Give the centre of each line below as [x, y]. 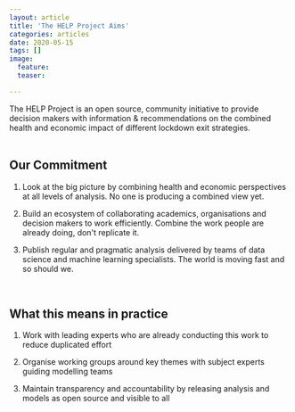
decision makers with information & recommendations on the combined [140, 118]
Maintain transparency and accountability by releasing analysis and [146, 389]
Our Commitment [58, 165]
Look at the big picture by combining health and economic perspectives [154, 186]
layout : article [39, 17]
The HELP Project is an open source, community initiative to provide [134, 109]
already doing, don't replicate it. [81, 232]
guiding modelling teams [67, 372]
